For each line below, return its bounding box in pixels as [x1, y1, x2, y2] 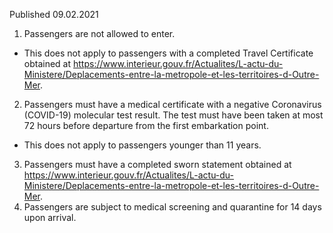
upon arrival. [23, 212, 77, 223]
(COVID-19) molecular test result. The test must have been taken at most [23, 109, 324, 121]
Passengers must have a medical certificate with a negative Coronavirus [23, 99, 322, 110]
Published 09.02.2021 [9, 9, 99, 20]
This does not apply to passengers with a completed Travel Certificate [23, 47, 314, 59]
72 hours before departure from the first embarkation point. [23, 120, 269, 131]
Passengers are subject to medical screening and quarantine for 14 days [23, 201, 322, 213]
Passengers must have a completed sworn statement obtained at [23, 159, 292, 170]
